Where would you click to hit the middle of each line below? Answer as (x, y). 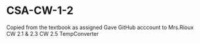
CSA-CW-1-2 (40, 11)
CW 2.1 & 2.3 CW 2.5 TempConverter (53, 33)
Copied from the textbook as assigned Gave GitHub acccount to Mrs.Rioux (100, 27)
